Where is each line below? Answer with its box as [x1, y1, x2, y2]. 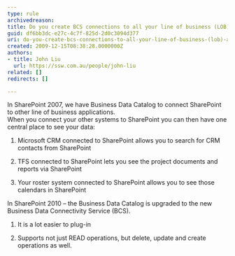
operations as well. [17, 241, 72, 250]
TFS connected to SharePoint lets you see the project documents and [17, 157, 218, 166]
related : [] [7, 69, 42, 76]
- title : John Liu [7, 56, 61, 63]
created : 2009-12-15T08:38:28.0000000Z [7, 43, 124, 50]
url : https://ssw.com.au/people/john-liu [13, 62, 136, 69]
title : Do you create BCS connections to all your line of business [7, 23, 211, 30]
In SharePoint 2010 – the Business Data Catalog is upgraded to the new [7, 199, 213, 208]
